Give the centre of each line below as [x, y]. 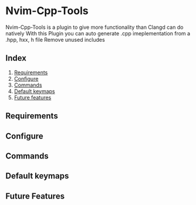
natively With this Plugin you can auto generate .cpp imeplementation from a [98, 33]
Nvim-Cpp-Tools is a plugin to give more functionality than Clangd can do [94, 27]
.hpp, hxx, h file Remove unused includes [55, 39]
